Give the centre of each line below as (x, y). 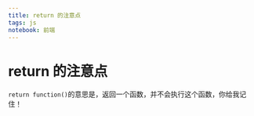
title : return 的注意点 (44, 15)
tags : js (22, 23)
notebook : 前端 (32, 30)
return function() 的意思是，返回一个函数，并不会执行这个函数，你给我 (124, 94)
